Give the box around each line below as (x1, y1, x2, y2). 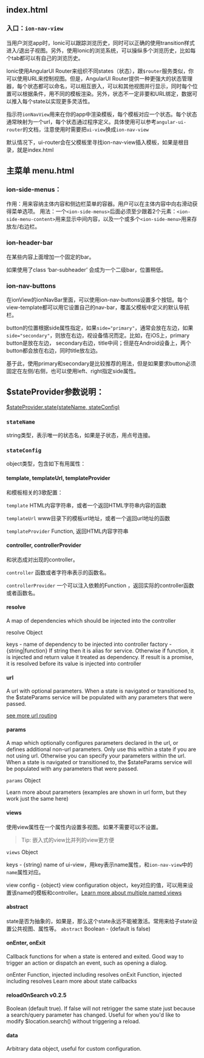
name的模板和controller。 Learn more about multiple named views (16, 889, 182, 896)
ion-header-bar (6, 239, 53, 247)
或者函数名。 (6, 589, 38, 597)
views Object (6, 848, 38, 855)
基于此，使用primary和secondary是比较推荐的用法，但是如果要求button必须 (6, 359, 196, 367)
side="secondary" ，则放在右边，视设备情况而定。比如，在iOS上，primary (6, 331, 190, 339)
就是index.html (16, 146, 54, 154)
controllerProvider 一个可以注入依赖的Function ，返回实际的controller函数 (6, 582, 194, 589)
